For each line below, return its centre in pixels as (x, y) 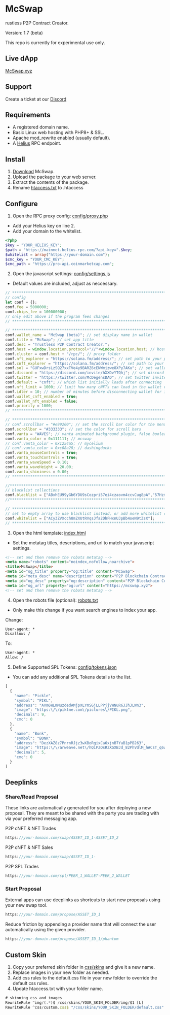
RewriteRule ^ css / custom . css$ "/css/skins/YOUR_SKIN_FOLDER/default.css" (85, 1007)
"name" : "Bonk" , (32, 733)
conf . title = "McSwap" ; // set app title (50, 340)
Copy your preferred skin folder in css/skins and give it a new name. (84, 967)
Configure (22, 204)
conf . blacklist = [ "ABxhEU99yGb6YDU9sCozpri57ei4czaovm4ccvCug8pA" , (79, 495)
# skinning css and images (34, 998)
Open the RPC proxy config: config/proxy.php (60, 216)
